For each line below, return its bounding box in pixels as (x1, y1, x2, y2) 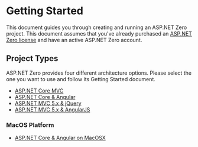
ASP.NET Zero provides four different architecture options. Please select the (6, 69, 192, 76)
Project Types (6, 53, 59, 63)
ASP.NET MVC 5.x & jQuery (14, 100, 82, 107)
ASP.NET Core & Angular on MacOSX (14, 135, 106, 142)
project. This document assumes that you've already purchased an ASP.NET (6, 30, 192, 37)
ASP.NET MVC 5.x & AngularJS (14, 106, 90, 113)
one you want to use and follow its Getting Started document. (6, 75, 155, 82)
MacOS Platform (6, 120, 54, 129)
